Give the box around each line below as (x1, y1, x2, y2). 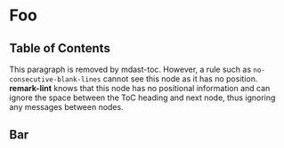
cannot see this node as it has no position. (102, 74, 258, 84)
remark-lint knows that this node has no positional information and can (9, 83, 271, 93)
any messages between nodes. (9, 102, 124, 112)
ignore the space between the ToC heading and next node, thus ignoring (9, 92, 276, 103)
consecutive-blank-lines (9, 75, 101, 84)
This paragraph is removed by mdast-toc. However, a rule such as (9, 64, 252, 74)
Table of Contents (9, 41, 111, 56)
